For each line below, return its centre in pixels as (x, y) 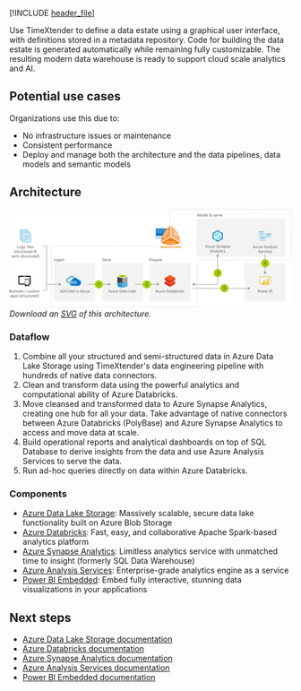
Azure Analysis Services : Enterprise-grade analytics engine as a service (155, 570)
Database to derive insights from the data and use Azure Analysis (143, 452)
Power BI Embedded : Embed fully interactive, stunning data (132, 580)
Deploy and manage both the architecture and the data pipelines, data (151, 154)
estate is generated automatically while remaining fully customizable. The (145, 49)
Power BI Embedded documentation (89, 678)
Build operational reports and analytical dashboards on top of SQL (144, 442)
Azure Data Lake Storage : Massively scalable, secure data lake (138, 514)
